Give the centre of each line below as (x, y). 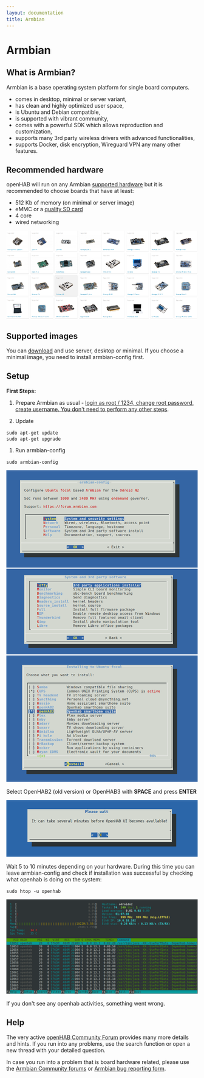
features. (26, 151)
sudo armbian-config (32, 462)
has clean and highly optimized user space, (70, 105)
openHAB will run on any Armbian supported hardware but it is (84, 184)
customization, (34, 131)
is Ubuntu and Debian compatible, (58, 112)
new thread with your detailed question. (56, 1050)
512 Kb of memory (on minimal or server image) (75, 203)
